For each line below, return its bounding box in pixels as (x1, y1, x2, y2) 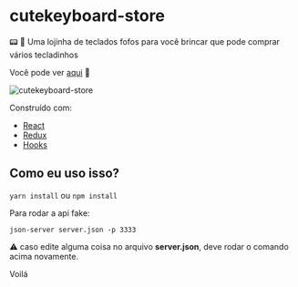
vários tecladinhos (9, 49, 79, 60)
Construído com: (9, 102, 73, 113)
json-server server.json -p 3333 (9, 225, 137, 234)
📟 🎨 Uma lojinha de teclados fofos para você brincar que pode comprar (9, 36, 281, 46)
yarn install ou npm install (9, 190, 118, 200)
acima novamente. (9, 251, 79, 261)
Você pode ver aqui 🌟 (9, 67, 91, 77)
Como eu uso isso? (9, 166, 120, 181)
